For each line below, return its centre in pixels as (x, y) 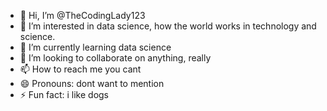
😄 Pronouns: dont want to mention (92, 83)
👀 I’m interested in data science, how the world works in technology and (168, 26)
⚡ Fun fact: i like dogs (64, 94)
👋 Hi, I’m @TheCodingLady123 (82, 15)
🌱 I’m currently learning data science (95, 47)
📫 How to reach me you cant (80, 69)
